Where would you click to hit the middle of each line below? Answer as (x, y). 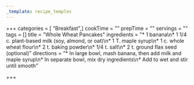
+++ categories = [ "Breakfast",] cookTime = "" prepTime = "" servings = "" (97, 28)
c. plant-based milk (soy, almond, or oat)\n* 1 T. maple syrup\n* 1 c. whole (95, 40)
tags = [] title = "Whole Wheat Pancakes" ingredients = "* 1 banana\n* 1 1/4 (96, 34)
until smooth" (22, 66)
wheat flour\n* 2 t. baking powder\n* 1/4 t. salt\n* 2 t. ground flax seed (91, 47)
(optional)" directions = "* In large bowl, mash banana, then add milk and (94, 53)
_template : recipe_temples (39, 11)
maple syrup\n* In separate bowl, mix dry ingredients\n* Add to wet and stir (97, 59)
